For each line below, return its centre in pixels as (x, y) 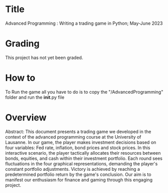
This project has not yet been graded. (44, 57)
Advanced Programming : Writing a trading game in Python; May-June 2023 (84, 23)
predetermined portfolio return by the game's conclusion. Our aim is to (78, 174)
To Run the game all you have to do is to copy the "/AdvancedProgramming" (84, 92)
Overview (26, 117)
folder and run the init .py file (35, 97)
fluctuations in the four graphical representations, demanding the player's (81, 164)
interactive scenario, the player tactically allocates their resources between (83, 153)
